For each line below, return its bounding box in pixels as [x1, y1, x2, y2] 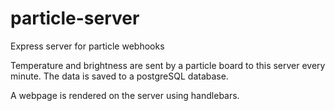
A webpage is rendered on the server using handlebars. [10, 89, 240, 101]
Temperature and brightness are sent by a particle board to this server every [10, 59, 326, 71]
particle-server [10, 7, 140, 30]
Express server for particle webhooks [10, 40, 165, 52]
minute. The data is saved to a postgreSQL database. [10, 70, 229, 82]
